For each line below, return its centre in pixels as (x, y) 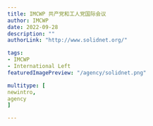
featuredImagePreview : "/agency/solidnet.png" (77, 73)
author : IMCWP (28, 21)
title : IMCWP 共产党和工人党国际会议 (57, 14)
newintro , (22, 92)
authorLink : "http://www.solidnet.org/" (68, 40)
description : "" (31, 34)
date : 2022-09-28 (33, 27)
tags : (15, 53)
